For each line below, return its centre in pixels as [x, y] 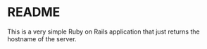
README [34, 12]
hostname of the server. [42, 38]
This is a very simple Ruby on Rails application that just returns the [103, 31]
